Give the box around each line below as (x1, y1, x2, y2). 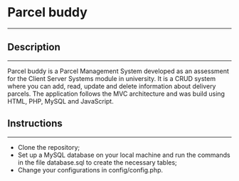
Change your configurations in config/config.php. (17, 165, 164, 174)
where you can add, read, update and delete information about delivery (7, 82, 216, 90)
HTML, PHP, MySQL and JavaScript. (7, 97, 114, 105)
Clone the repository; (17, 143, 80, 151)
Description (7, 41, 60, 53)
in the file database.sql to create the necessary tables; (17, 158, 178, 167)
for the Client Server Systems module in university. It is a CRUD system (7, 74, 216, 82)
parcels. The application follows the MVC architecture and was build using (7, 89, 225, 98)
